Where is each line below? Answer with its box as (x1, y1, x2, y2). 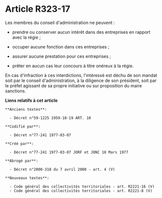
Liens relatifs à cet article (5, 97, 58, 103)
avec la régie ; (12, 34, 41, 40)
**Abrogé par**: (5, 158, 38, 163)
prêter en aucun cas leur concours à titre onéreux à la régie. (12, 63, 134, 69)
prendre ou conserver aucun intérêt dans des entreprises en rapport (12, 29, 151, 35)
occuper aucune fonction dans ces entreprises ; (12, 44, 109, 49)
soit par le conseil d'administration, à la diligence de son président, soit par (5, 77, 157, 83)
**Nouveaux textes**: (5, 175, 50, 180)
